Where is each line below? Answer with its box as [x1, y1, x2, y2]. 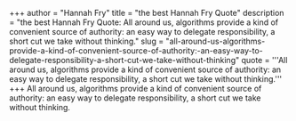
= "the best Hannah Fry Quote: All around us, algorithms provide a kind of [9, 17, 279, 28]
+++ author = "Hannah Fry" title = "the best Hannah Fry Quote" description [9, 8, 284, 18]
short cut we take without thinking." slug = [9, 36, 164, 46]
